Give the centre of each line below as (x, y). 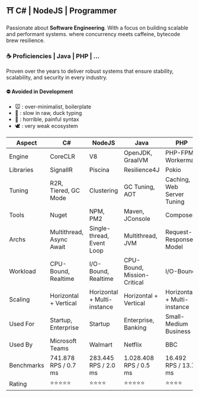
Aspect (27, 143)
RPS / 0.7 (63, 366)
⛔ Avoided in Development (40, 91)
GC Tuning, (139, 187)
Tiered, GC (65, 191)
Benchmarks (27, 366)
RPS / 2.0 (102, 366)
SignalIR (61, 170)
